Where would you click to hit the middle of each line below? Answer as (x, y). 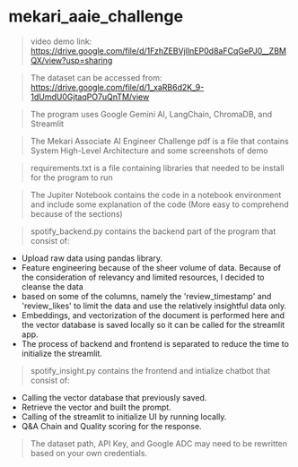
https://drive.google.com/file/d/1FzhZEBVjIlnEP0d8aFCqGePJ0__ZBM (158, 50)
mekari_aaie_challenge (96, 17)
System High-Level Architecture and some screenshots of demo (149, 151)
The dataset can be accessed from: (96, 77)
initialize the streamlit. (61, 353)
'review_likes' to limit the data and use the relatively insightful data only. (154, 306)
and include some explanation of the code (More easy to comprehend (159, 204)
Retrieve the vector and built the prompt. (96, 407)
